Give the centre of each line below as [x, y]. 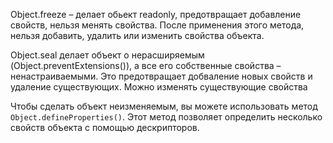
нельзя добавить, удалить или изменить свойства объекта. [137, 35]
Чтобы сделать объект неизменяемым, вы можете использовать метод [164, 106]
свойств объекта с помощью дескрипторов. [105, 127]
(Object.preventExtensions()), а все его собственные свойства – [146, 65]
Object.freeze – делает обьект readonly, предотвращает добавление [156, 14]
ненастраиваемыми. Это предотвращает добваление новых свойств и [161, 76]
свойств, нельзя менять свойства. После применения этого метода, [157, 25]
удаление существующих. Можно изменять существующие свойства [159, 87]
